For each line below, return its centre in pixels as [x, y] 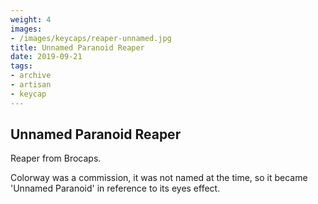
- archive [31, 76]
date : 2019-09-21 [46, 57]
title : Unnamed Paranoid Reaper [77, 47]
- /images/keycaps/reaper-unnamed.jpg [91, 38]
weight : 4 [31, 19]
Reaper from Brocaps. [56, 158]
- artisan [31, 85]
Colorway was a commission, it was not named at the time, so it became [159, 178]
